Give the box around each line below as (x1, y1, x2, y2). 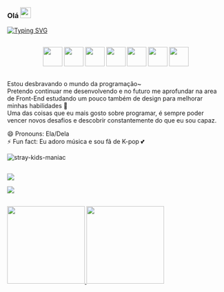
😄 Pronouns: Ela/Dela (7, 129, 70, 138)
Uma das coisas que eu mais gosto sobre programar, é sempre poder (7, 109, 205, 117)
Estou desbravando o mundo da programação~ (7, 80, 142, 88)
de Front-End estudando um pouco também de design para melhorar (7, 94, 203, 103)
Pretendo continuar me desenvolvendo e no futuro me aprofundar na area (7, 87, 217, 96)
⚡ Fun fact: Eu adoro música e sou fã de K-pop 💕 (7, 138, 145, 146)
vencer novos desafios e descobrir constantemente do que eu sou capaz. (7, 116, 217, 125)
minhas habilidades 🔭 (7, 102, 68, 110)
